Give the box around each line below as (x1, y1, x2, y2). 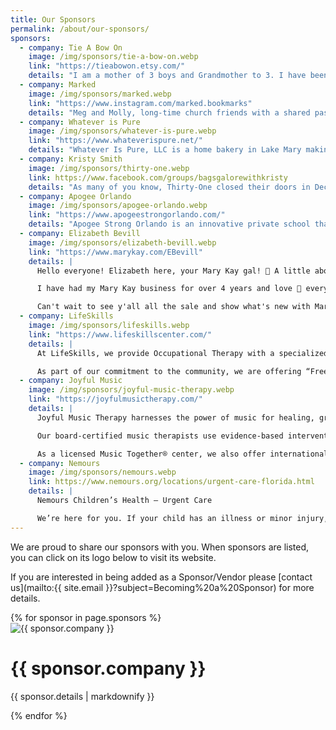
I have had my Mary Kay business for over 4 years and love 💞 (36, 284, 302, 294)
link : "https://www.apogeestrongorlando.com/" (28, 210, 226, 220)
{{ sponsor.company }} (10, 657, 207, 680)
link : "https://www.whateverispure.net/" (28, 136, 203, 146)
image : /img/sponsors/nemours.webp (28, 467, 177, 478)
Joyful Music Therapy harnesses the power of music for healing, (36, 412, 315, 423)
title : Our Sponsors (10, 14, 97, 25)
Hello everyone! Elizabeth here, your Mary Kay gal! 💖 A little (36, 266, 311, 276)
